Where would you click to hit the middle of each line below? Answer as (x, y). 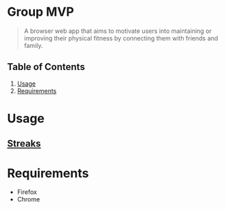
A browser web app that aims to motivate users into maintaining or (118, 31)
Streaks (24, 144)
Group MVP (40, 12)
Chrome (28, 199)
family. (33, 45)
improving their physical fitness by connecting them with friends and (121, 38)
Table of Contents (46, 67)
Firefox (27, 192)
